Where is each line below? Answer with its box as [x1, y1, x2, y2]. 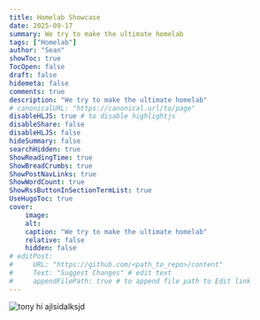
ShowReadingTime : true [9, 152, 93, 162]
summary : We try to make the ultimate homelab [9, 29, 184, 38]
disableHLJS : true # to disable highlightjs [9, 112, 176, 121]
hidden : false [25, 244, 77, 253]
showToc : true [9, 54, 62, 63]
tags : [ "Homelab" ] [9, 37, 77, 47]
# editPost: [9, 252, 53, 261]
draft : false [9, 71, 57, 80]
